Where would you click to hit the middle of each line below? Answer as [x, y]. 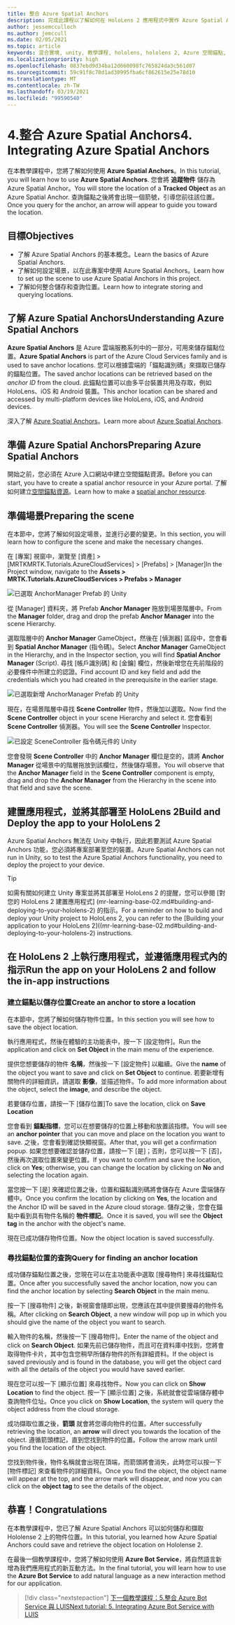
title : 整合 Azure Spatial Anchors [58, 14]
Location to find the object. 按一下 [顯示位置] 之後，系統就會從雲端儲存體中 [116, 1392]
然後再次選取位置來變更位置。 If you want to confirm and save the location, [114, 1159]
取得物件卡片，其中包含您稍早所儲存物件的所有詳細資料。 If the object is [111, 1354]
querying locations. [45, 294]
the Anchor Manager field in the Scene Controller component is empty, [111, 773]
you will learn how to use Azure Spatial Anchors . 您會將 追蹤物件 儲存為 [112, 179]
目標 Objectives [41, 236]
